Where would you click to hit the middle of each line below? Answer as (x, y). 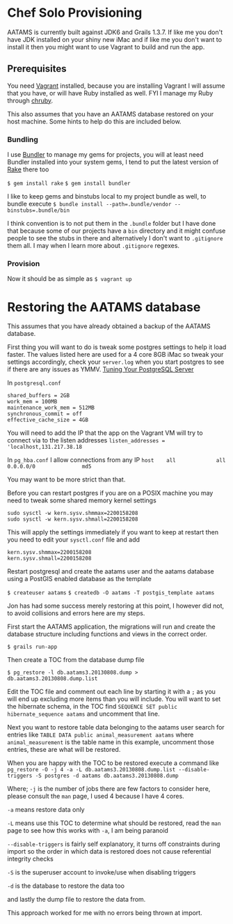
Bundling (23, 139)
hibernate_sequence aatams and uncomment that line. (83, 714)
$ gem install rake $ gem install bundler (69, 184)
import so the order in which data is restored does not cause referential (109, 852)
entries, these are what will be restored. (64, 750)
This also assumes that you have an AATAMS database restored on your (111, 114)
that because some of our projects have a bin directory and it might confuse (116, 231)
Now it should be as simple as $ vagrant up (70, 279)
